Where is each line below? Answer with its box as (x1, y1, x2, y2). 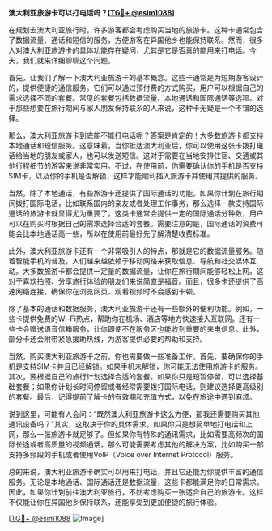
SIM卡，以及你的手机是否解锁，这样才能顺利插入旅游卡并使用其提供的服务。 (8, 171, 263, 181)
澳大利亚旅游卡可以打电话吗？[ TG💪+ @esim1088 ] (8, 8, 176, 17)
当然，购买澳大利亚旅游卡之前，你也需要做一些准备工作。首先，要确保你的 (8, 352, 257, 361)
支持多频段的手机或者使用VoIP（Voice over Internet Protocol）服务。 (8, 450, 238, 459)
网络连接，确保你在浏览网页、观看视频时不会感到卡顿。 (15, 287, 200, 296)
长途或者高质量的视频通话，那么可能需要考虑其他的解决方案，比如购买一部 (15, 439, 264, 449)
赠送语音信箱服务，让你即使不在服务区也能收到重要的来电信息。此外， (29, 324, 264, 333)
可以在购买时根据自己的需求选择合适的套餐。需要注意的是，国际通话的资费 (8, 219, 257, 228)
